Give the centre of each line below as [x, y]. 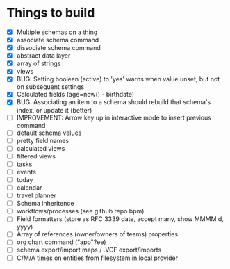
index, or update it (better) [54, 110]
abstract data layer [43, 56]
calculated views [41, 148]
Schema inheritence [45, 204]
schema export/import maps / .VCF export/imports [89, 250]
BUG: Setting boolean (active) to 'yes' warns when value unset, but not [118, 79]
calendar [29, 188]
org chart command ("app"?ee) [61, 242]
